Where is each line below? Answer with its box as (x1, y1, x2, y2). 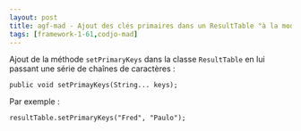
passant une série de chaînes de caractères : (9, 63, 176, 74)
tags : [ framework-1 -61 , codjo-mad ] (9, 29, 139, 38)
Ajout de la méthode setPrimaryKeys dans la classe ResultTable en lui (9, 54, 266, 65)
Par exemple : (9, 96, 60, 107)
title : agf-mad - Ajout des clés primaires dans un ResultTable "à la (9, 21, 279, 30)
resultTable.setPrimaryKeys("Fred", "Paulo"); (9, 113, 186, 123)
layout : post (9, 12, 58, 22)
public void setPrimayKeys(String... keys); (9, 81, 178, 90)
